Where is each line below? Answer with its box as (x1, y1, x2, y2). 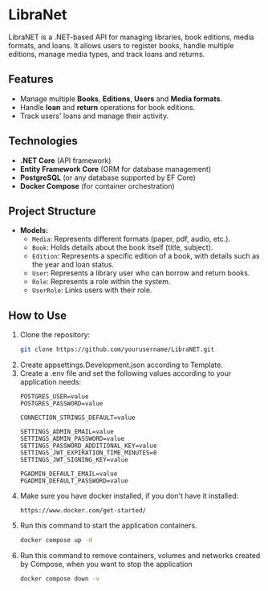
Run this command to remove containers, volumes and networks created (19, 550, 261, 560)
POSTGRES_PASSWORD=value (19, 400, 104, 408)
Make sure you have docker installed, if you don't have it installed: (19, 491, 239, 501)
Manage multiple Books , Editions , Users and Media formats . (19, 94, 223, 104)
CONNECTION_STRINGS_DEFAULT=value (19, 414, 136, 422)
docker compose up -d (19, 536, 92, 544)
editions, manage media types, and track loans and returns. (8, 49, 205, 59)
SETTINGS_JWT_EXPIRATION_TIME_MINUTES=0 (19, 449, 157, 457)
